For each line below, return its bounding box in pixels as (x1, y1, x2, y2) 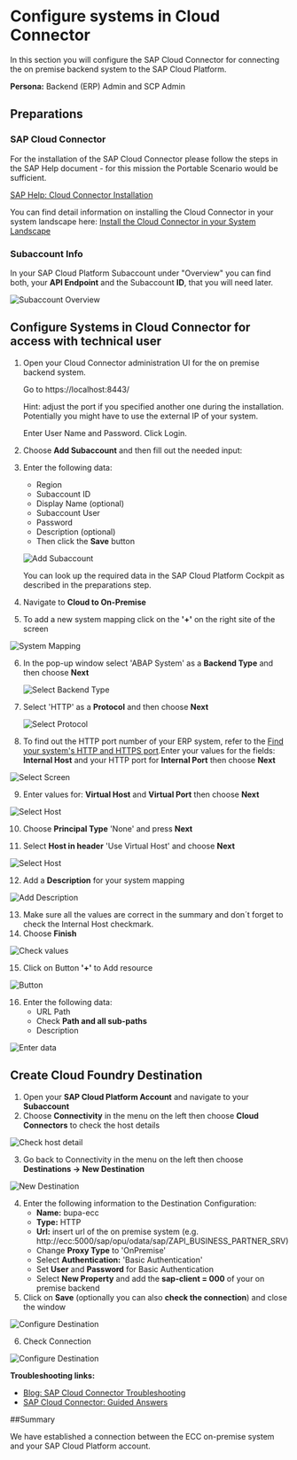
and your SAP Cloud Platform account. (10, 1440, 152, 1451)
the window (22, 1301, 66, 1312)
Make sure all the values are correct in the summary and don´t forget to (22, 909, 284, 919)
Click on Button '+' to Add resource (22, 962, 153, 972)
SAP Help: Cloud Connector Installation (10, 189, 153, 200)
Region (35, 479, 63, 489)
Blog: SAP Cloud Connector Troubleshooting (22, 1387, 186, 1398)
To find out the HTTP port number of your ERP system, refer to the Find (22, 736, 285, 746)
